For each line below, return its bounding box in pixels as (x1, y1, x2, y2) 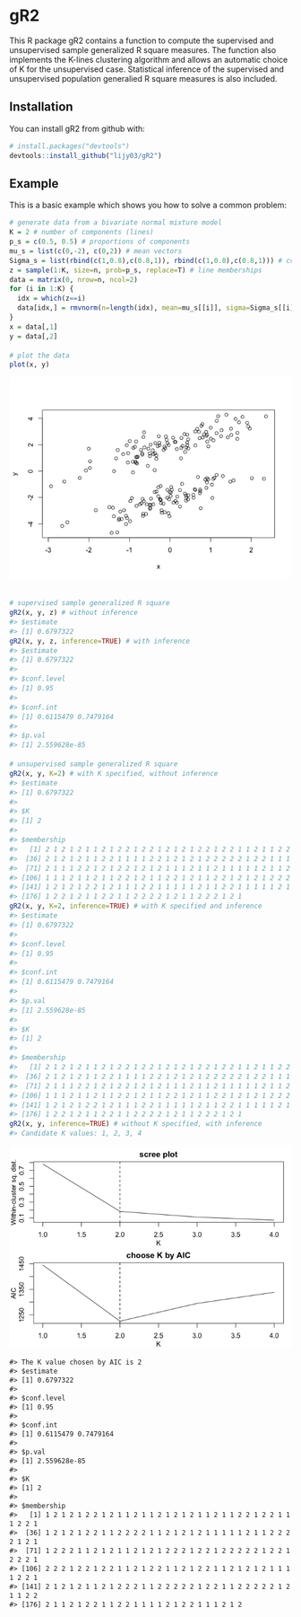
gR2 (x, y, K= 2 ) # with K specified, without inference (9, 769, 219, 778)
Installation (9, 100, 73, 115)
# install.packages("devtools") (9, 141, 130, 151)
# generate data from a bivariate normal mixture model (9, 218, 222, 227)
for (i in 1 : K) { (9, 285, 74, 294)
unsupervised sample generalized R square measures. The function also (9, 44, 277, 55)
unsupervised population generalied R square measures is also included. (9, 73, 278, 83)
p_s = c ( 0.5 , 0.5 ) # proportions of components (9, 237, 191, 247)
